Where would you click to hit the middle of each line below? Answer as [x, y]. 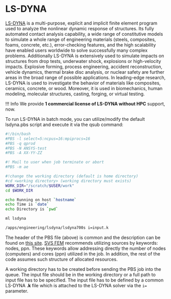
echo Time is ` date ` [27, 205]
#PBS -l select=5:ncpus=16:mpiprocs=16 [48, 139]
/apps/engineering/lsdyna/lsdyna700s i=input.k [57, 228]
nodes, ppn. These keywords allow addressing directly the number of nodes [86, 248]
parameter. [17, 291]
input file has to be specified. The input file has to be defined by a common [84, 280]
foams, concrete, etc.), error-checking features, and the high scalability [81, 45]
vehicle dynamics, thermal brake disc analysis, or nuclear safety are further [85, 72]
